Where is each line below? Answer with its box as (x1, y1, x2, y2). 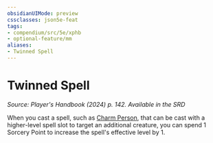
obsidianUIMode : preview (7, 10, 78, 17)
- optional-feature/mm (7, 36, 72, 42)
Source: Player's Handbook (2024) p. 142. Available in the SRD (7, 100, 186, 108)
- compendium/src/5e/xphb (7, 29, 81, 36)
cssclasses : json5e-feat (7, 16, 78, 23)
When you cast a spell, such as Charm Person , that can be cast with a (7, 114, 205, 122)
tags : (7, 23, 23, 29)
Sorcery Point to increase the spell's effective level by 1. (7, 128, 166, 136)
